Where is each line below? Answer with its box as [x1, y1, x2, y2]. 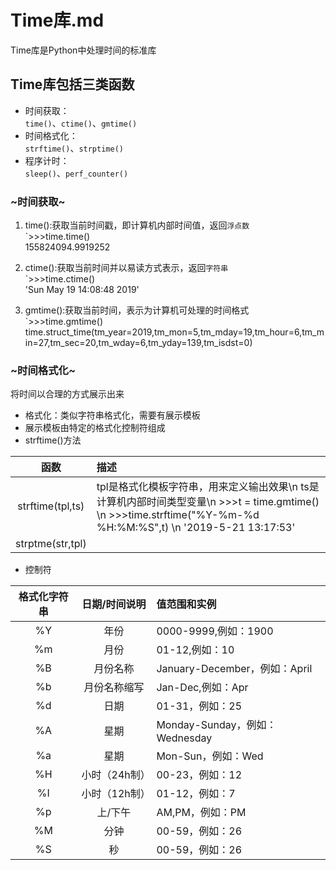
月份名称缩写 [83, 681, 145, 695]
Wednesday [156, 731, 213, 745]
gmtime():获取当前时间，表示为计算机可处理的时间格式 [24, 304, 250, 316]
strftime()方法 [24, 434, 82, 446]
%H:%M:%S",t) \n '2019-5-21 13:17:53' [96, 521, 296, 535]
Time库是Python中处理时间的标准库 [10, 44, 157, 56]
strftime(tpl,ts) [17, 499, 85, 513]
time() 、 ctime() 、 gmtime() [24, 117, 138, 129]
